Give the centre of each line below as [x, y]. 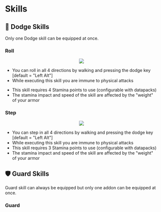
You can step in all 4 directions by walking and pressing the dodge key [83, 132]
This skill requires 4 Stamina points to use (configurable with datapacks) [84, 90]
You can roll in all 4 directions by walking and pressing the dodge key [81, 71]
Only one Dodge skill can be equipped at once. [52, 38]
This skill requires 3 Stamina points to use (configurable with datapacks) [84, 148]
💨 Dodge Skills [27, 27]
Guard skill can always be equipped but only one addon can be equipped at [80, 188]
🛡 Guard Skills [27, 174]
